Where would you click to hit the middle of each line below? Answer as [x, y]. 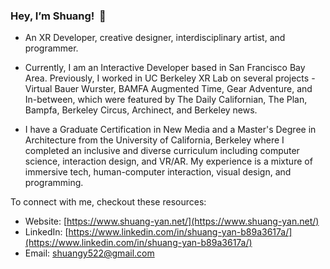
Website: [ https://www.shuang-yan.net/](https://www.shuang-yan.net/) [172, 221]
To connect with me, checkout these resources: [108, 202]
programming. [54, 183]
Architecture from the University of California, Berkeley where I [154, 140]
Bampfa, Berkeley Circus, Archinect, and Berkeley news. [141, 110]
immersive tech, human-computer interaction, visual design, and [158, 172]
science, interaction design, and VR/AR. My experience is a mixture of [168, 161]
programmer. [51, 48]
